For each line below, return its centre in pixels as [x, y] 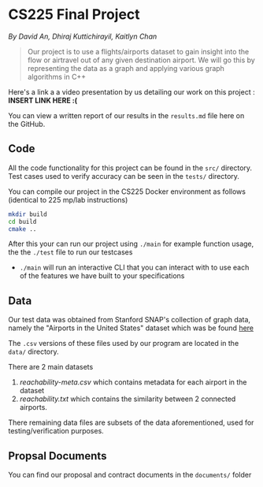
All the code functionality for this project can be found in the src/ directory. [130, 168]
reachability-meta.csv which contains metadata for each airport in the [133, 382]
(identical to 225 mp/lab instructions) [68, 199]
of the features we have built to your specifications [102, 276]
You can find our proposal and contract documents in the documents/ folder [130, 475]
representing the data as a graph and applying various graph [126, 68]
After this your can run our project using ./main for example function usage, [131, 244]
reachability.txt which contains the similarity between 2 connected [128, 399]
